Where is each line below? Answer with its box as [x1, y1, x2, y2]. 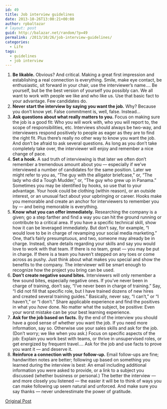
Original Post [5, 398, 32, 404]
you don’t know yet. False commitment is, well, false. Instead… [12, 109, 141, 115]
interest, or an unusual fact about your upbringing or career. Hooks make [12, 193, 162, 199]
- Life [9, 44, 23, 49]
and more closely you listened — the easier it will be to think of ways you [12, 378, 162, 384]
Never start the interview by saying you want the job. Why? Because [12, 103, 156, 109]
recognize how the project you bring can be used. [12, 267, 115, 273]
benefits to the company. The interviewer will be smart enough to [12, 262, 146, 268]
